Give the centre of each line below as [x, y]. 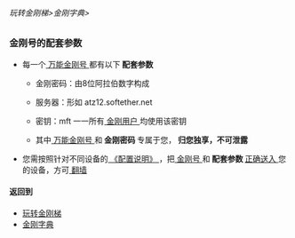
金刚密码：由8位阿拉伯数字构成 [92, 83]
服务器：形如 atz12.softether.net [94, 102]
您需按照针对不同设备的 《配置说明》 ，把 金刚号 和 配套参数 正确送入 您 [154, 158]
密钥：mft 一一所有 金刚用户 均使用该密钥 [111, 121]
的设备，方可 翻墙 [54, 170]
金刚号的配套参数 [46, 44]
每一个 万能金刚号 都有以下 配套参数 [88, 64]
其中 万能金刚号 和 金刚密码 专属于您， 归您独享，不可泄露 [142, 139]
